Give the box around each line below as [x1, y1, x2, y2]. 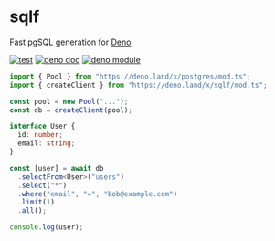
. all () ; [17, 206, 48, 215]
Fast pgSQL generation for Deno [9, 37, 132, 47]
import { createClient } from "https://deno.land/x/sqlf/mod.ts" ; [9, 80, 268, 89]
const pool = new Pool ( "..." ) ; [9, 97, 129, 106]
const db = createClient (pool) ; [9, 105, 132, 115]
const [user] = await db [9, 163, 104, 173]
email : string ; [17, 139, 76, 148]
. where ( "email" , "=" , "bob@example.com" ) [17, 189, 178, 198]
